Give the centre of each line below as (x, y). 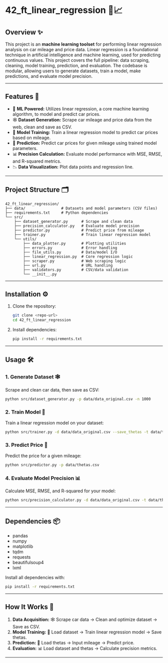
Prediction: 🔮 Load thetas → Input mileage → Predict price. (73, 642)
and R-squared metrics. (37, 161)
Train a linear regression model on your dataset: (54, 423)
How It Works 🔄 (29, 607)
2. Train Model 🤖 (25, 412)
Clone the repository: (34, 306)
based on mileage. (31, 138)
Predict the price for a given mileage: (43, 456)
